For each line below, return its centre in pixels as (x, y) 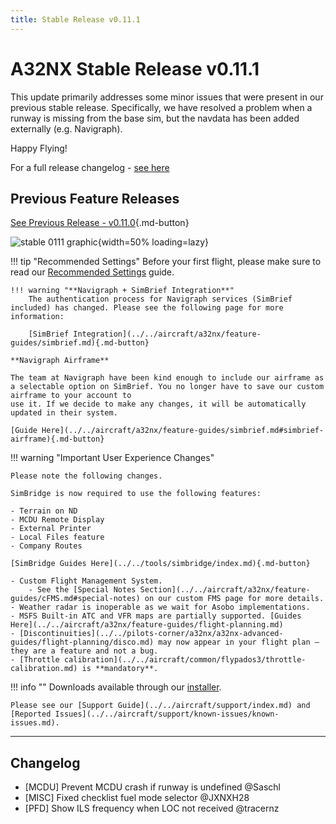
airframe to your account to (71, 396)
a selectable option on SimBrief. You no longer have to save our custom (167, 387)
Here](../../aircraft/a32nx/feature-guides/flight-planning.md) (147, 625)
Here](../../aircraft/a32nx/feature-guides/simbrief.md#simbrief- (183, 431)
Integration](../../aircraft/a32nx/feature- (167, 334)
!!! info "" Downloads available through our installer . (116, 687)
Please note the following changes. (86, 476)
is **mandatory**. (120, 669)
